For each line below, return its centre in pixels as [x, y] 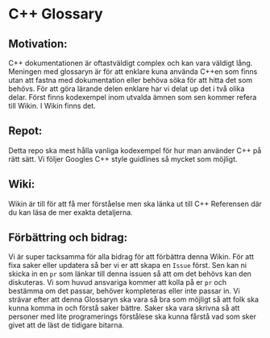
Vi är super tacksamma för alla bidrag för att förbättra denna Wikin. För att [131, 257]
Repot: [25, 131]
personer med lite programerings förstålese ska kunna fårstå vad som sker [132, 317]
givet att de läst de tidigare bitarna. [66, 325]
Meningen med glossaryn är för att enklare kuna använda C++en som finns [133, 72]
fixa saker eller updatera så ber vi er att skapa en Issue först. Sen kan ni [128, 266]
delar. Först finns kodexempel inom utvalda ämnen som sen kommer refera [133, 97]
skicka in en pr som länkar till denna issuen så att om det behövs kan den [130, 274]
